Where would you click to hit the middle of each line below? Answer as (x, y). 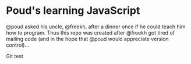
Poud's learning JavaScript (73, 11)
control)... (18, 45)
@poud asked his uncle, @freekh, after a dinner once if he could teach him (96, 27)
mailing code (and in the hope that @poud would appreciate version (87, 39)
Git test (15, 56)
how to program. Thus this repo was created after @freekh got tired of (91, 32)
